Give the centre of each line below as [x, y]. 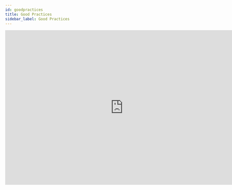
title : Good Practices [29, 14]
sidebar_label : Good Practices [37, 19]
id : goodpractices [24, 10]
